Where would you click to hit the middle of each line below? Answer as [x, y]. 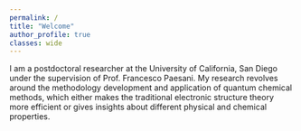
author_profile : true [50, 34]
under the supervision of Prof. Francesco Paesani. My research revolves [144, 79]
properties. [30, 117]
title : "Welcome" [42, 26]
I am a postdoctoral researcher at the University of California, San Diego [144, 69]
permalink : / [34, 18]
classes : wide [36, 43]
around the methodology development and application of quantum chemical [150, 88]
